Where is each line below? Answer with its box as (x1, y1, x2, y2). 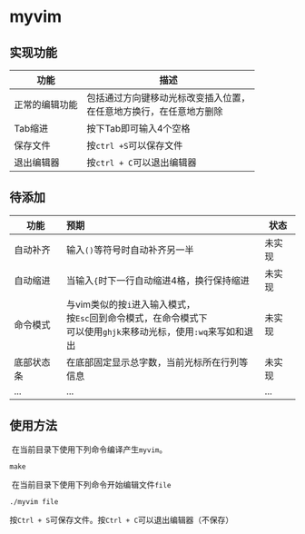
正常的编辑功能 (14, 98, 79, 111)
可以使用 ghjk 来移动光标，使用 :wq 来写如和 (66, 325, 245, 338)
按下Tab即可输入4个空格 (86, 123, 191, 134)
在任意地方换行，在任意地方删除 (86, 105, 224, 117)
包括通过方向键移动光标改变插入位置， (86, 92, 251, 104)
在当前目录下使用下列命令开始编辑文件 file (11, 479, 172, 489)
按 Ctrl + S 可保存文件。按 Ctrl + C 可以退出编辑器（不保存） (9, 514, 234, 525)
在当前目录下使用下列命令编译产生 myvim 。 (11, 443, 168, 455)
